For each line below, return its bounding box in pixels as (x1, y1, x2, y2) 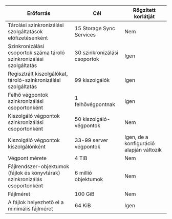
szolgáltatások (8, 28, 43, 35)
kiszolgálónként (8, 143, 46, 150)
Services (74, 31, 96, 38)
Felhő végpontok (8, 92, 49, 98)
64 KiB (74, 202, 91, 209)
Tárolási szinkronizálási (8, 21, 64, 29)
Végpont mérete (8, 155, 47, 162)
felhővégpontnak (74, 101, 116, 108)
